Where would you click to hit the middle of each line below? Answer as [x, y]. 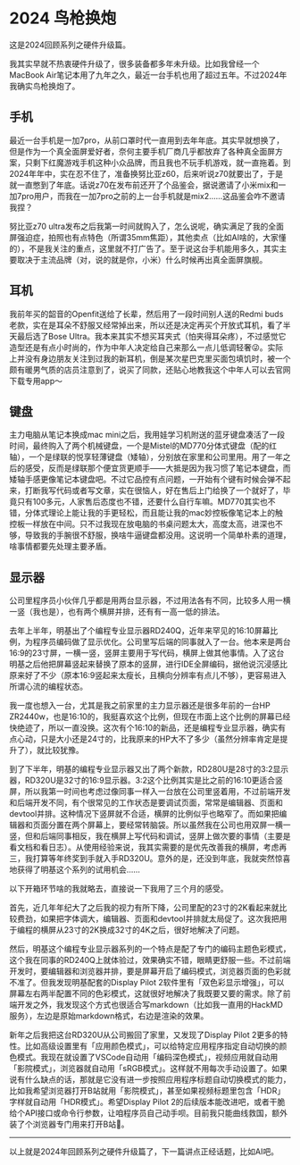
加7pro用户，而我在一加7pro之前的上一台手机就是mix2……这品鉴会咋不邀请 [147, 196]
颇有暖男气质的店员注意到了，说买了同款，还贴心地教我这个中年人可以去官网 [150, 369]
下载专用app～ [36, 381]
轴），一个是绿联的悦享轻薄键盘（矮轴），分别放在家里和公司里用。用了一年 [146, 457]
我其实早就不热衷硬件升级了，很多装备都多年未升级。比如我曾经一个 [134, 63]
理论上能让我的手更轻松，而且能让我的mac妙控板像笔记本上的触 [166, 513]
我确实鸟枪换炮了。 [45, 86]
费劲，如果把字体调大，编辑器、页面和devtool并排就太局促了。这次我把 [148, 919]
